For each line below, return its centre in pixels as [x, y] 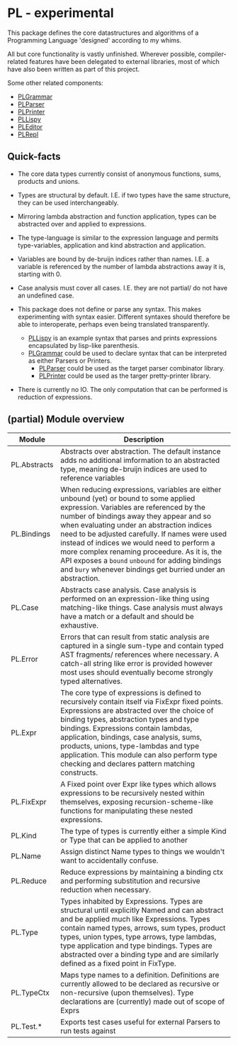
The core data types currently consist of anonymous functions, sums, [119, 174]
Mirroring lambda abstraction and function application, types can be [117, 216]
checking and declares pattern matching [127, 763]
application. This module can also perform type [138, 755]
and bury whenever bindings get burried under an [142, 569]
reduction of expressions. [55, 397]
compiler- [212, 54]
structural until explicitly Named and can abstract [142, 910]
